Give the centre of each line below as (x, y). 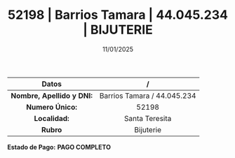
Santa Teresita (148, 118)
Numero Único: (52, 107)
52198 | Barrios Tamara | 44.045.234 (118, 15)
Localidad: (52, 118)
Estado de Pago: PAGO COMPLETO (59, 147)
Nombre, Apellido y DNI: (52, 96)
